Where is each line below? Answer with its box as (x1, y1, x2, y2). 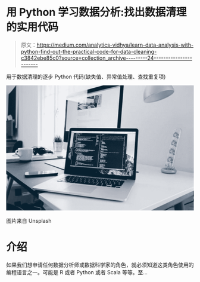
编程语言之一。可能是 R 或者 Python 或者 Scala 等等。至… (6, 269, 148, 276)
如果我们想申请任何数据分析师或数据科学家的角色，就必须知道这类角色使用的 (6, 261, 194, 269)
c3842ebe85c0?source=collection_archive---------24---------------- (20, 54, 192, 62)
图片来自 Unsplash (6, 217, 52, 225)
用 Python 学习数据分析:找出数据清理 (6, 5, 187, 19)
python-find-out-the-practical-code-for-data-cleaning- (20, 48, 157, 55)
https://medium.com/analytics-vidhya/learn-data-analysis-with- (36, 41, 194, 48)
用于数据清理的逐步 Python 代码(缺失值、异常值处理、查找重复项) (6, 73, 166, 80)
